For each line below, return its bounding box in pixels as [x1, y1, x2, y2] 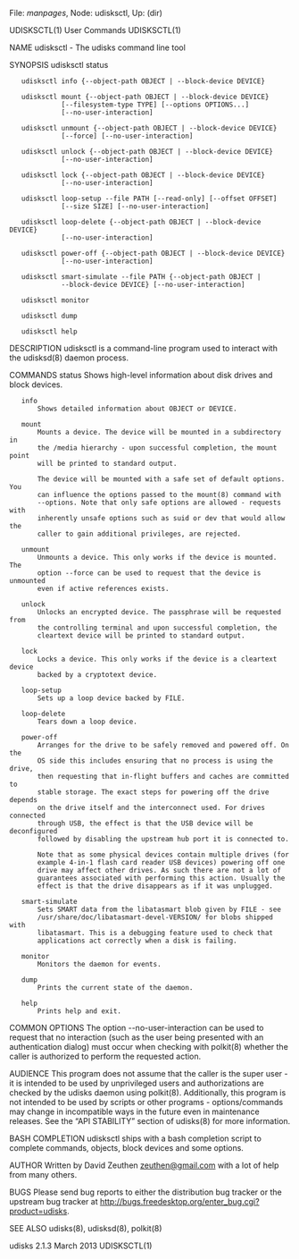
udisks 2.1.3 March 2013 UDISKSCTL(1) [9, 1240, 153, 1251]
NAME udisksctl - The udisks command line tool [9, 42, 186, 53]
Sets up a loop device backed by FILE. [37, 694, 186, 703]
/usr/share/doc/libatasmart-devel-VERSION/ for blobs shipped [37, 913, 274, 922]
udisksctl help [21, 327, 78, 336]
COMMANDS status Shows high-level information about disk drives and [9, 370, 273, 380]
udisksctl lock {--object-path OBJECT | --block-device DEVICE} [21, 171, 266, 180]
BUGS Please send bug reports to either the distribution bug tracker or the [9, 1187, 283, 1197]
